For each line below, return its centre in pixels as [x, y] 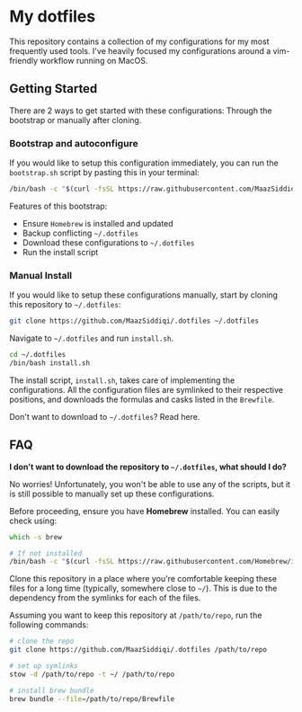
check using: [33, 521]
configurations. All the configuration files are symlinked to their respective [146, 389]
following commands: [49, 625]
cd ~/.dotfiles [38, 355]
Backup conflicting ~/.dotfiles [80, 233]
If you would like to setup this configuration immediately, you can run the [144, 163]
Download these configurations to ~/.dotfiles [108, 242]
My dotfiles [53, 17]
